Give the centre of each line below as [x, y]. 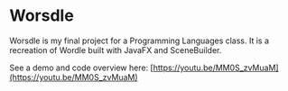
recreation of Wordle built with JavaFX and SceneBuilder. [116, 50]
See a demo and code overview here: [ [81, 68]
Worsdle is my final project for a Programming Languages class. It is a [139, 41]
